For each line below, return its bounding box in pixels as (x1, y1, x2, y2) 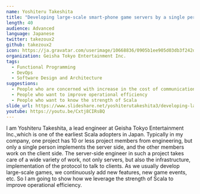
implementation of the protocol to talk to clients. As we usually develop (6, 162, 180, 170)
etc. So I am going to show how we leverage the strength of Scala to (6, 175, 174, 182)
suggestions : (6, 81, 39, 87)
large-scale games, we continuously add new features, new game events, (6, 169, 187, 176)
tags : (6, 58, 20, 64)
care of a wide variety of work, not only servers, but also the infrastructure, (6, 156, 190, 164)
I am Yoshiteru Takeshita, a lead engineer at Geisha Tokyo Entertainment (6, 124, 184, 132)
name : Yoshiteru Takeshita (6, 8, 73, 15)
